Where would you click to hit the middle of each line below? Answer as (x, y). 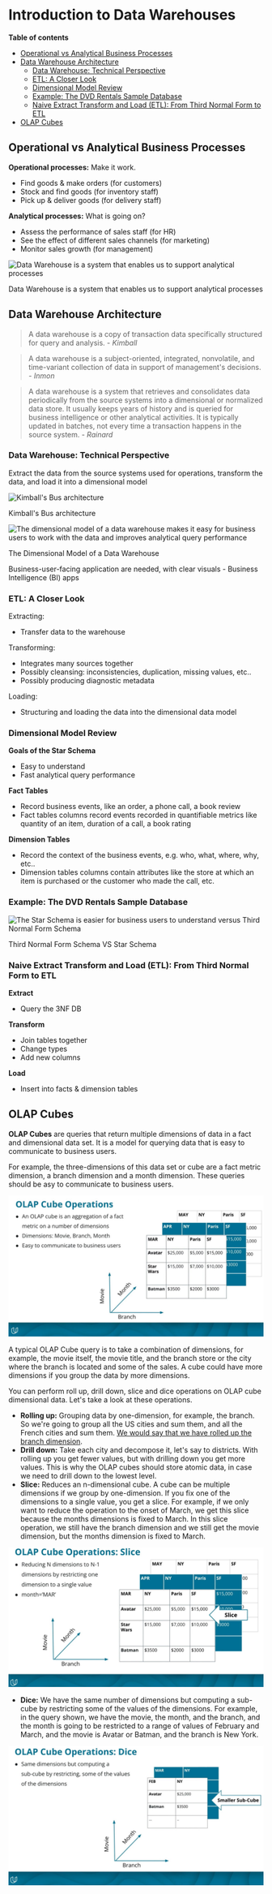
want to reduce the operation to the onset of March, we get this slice (134, 1510)
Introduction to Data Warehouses (122, 15)
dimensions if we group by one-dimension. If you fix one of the (125, 1493)
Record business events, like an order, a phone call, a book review (130, 807)
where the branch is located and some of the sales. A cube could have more (136, 1367)
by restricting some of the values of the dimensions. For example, (149, 1709)
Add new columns (50, 1057)
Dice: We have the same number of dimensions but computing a (127, 1700)
